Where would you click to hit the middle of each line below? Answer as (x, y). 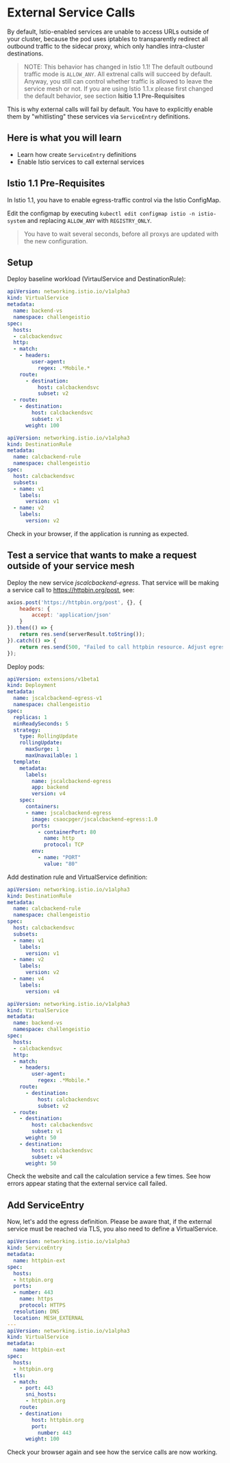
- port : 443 (36, 1388)
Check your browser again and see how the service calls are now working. (112, 1452)
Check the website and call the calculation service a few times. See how (109, 1176)
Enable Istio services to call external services (81, 162)
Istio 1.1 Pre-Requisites (56, 183)
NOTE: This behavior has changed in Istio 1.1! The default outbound (118, 66)
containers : (42, 807)
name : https (36, 1299)
